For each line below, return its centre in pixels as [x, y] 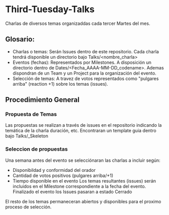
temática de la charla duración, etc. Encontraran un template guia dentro [81, 131]
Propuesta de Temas [31, 114]
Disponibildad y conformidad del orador [54, 170]
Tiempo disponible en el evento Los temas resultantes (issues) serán [84, 181]
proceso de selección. [28, 207]
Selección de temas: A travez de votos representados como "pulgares [86, 78]
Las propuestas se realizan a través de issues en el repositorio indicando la [83, 125]
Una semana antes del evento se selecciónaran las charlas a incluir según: [83, 160]
